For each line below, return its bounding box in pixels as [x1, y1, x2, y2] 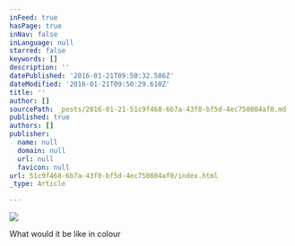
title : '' [9, 88, 47, 97]
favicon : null [17, 163, 70, 172]
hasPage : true [9, 21, 63, 30]
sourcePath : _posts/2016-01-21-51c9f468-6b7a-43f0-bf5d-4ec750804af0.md [9, 105, 287, 114]
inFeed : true [9, 13, 58, 22]
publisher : [9, 130, 50, 139]
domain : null [17, 146, 66, 155]
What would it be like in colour [9, 229, 121, 240]
